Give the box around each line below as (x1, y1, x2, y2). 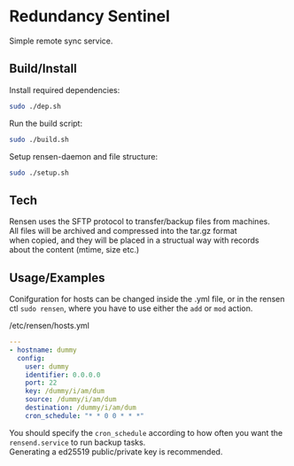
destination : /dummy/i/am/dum (25, 403, 137, 412)
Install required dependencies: (9, 84, 120, 95)
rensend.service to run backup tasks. (9, 437, 146, 447)
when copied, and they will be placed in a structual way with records (9, 235, 259, 245)
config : (17, 353, 46, 362)
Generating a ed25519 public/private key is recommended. (9, 446, 223, 457)
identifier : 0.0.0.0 (25, 370, 101, 379)
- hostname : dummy (9, 346, 77, 354)
